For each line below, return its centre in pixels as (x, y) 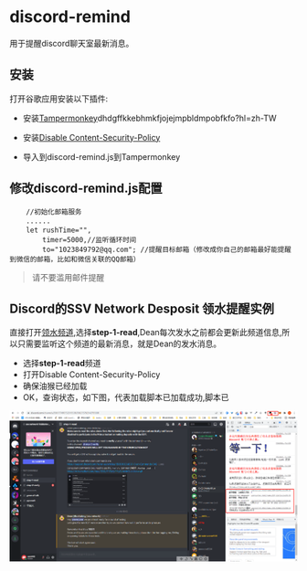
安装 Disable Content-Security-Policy (91, 137)
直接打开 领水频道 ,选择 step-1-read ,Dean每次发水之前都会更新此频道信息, (146, 333)
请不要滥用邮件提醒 (68, 277)
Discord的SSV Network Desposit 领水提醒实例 (142, 308)
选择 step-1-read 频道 (62, 364)
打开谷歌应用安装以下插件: (59, 99)
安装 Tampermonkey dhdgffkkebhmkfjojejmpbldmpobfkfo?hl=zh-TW (149, 118)
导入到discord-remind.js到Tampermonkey (101, 156)
